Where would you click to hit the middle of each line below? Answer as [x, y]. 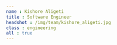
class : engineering [31, 28]
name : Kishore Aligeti [35, 11]
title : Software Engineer [39, 17]
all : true [19, 33]
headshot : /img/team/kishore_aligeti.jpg [58, 22]
